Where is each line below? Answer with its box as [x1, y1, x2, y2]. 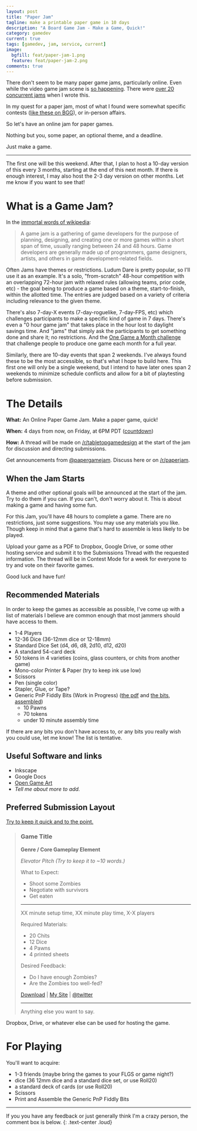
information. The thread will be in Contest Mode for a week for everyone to [6, 555, 187, 563]
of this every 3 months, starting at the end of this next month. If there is [6, 167, 179, 174]
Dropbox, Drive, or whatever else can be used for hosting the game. [6, 1019, 170, 1026]
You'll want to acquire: [6, 1059, 60, 1066]
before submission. [6, 376, 53, 383]
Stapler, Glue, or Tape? [14, 685, 70, 692]
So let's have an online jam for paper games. [6, 121, 114, 128]
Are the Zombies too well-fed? [29, 980, 103, 987]
